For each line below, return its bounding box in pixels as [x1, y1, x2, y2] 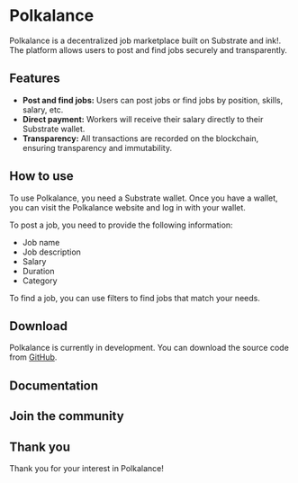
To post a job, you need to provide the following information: [9, 219, 233, 230]
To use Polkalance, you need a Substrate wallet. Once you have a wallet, [9, 192, 278, 203]
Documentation [9, 378, 99, 393]
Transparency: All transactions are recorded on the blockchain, [22, 132, 259, 144]
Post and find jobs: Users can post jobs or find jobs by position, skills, [22, 94, 284, 105]
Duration [22, 265, 55, 276]
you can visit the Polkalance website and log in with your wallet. [9, 201, 246, 212]
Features [9, 71, 60, 86]
